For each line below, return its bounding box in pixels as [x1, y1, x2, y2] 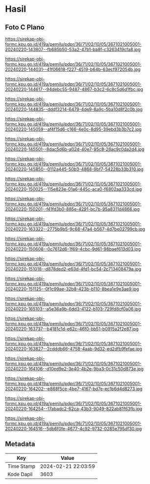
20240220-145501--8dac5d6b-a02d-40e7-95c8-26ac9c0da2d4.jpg [5, 146, 145, 152]
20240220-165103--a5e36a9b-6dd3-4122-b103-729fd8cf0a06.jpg [5, 306, 141, 312]
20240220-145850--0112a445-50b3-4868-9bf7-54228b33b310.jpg [5, 166, 144, 172]
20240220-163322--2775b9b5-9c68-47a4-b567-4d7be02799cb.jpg [5, 226, 146, 232]
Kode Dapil [7, 471, 33, 478]
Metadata [5, 440, 35, 448]
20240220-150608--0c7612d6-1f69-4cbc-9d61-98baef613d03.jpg [5, 246, 141, 252]
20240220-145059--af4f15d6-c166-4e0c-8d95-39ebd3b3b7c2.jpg [5, 126, 142, 132]
